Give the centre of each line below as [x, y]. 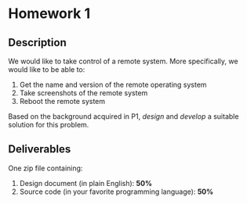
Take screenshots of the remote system [84, 93]
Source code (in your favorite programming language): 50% [116, 191]
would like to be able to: [47, 70]
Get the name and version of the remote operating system [113, 84]
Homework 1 [49, 14]
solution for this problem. [49, 125]
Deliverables [40, 149]
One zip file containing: [45, 168]
